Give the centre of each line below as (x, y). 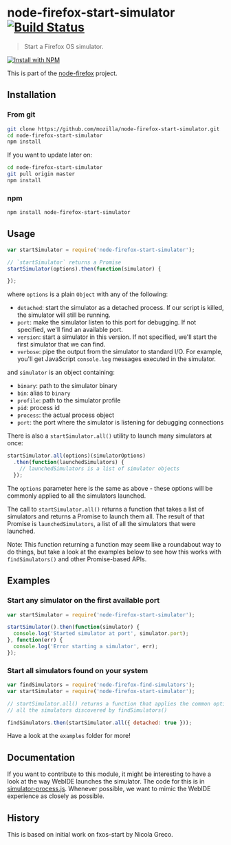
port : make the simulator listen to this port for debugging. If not (107, 322)
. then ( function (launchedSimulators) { (69, 463)
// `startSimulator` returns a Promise (64, 262)
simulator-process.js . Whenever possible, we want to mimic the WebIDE (109, 789)
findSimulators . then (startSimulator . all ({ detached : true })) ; (100, 723)
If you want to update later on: (50, 155)
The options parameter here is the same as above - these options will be (110, 488)
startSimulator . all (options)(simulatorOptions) (77, 456)
